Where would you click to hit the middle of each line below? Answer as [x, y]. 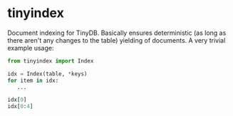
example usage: [31, 48]
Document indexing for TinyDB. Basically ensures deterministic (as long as [117, 33]
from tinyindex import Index [51, 61]
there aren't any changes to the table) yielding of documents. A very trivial [116, 40]
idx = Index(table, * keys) [47, 74]
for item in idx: [33, 80]
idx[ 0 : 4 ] [20, 107]
